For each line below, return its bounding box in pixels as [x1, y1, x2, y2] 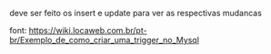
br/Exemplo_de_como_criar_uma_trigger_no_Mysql [9, 35, 200, 45]
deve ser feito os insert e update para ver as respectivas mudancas [9, 8, 262, 18]
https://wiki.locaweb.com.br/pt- [28, 25, 147, 35]
